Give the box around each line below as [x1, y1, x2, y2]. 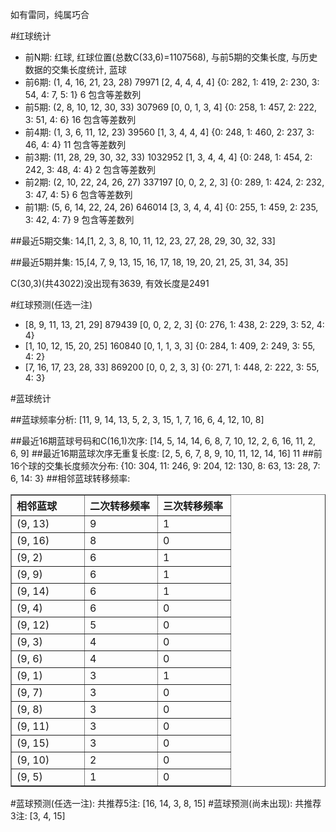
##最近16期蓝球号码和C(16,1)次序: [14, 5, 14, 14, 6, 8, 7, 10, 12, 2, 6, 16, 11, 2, [10, 435, 317, 447]
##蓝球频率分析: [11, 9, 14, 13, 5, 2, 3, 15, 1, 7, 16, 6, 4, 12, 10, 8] [10, 414, 265, 425]
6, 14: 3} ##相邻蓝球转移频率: [10, 473, 131, 484]
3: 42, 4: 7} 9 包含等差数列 [24, 214, 135, 225]
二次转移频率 [89, 499, 151, 513]
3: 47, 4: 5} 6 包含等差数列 [24, 189, 133, 200]
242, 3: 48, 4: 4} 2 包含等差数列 [24, 164, 157, 175]
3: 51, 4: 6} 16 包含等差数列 [24, 114, 137, 125]
